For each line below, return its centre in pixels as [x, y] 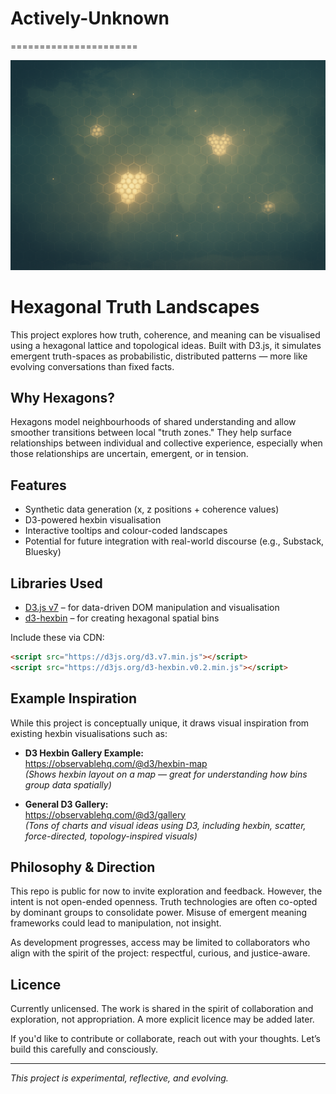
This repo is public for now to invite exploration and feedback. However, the [166, 891]
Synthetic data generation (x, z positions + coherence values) [152, 509]
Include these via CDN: [57, 637]
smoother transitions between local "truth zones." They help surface [151, 433]
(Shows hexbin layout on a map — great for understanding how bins [166, 774]
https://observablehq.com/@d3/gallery [105, 814]
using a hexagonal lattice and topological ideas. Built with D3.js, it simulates [166, 345]
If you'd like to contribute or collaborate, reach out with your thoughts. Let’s [165, 1039]
